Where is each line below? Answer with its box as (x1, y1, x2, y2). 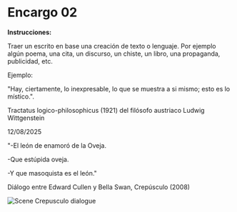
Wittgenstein (7, 113, 45, 122)
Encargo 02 (7, 4, 78, 21)
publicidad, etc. (7, 56, 54, 65)
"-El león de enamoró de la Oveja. (7, 141, 107, 150)
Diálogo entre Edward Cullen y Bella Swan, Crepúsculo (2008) (7, 183, 191, 191)
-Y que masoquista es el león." (7, 168, 98, 177)
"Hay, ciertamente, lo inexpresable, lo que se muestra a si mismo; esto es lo (7, 84, 231, 93)
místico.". (7, 92, 34, 101)
